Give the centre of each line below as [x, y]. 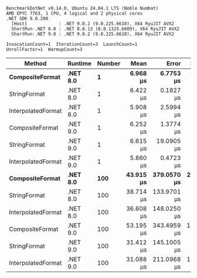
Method [35, 63]
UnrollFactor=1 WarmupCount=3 [44, 49]
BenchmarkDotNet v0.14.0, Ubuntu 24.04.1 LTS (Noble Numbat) [82, 8]
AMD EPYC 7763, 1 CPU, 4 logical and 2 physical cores [74, 14]
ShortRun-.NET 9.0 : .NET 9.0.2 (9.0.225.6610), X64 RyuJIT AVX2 [93, 34]
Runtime [79, 63]
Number [109, 63]
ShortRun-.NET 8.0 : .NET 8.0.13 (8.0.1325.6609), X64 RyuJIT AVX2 [96, 29]
